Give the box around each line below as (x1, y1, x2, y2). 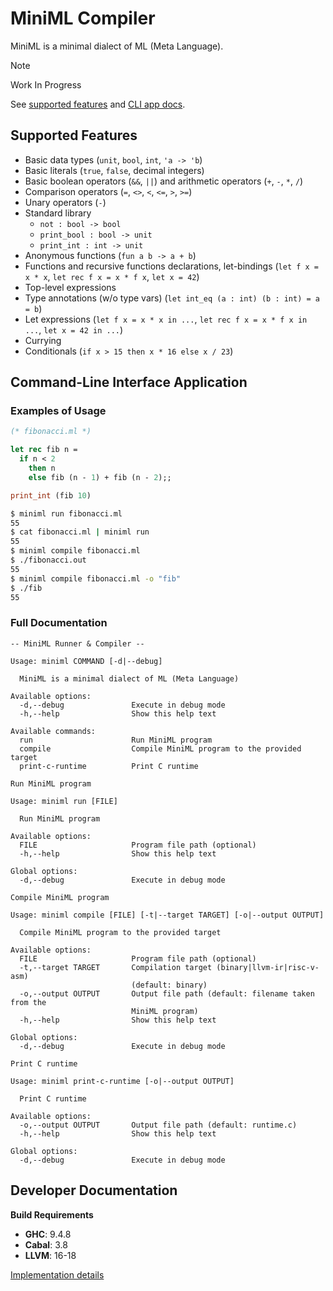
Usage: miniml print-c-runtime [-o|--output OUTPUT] (10, 1076, 235, 1086)
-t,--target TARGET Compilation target (19, 962, 213, 972)
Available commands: (10, 726, 97, 736)
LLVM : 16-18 (24, 1249, 77, 1261)
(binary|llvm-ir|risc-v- (216, 962, 320, 972)
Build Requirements (10, 1208, 94, 1221)
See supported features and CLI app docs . (10, 98, 186, 110)
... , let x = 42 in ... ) (24, 323, 124, 336)
